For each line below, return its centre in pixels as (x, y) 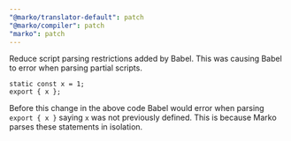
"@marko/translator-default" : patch (77, 17)
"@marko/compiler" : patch (57, 26)
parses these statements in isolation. (76, 127)
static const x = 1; (47, 85)
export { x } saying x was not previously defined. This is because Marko (143, 118)
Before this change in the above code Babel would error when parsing (137, 108)
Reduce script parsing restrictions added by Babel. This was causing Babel (146, 59)
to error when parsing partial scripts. (76, 68)
